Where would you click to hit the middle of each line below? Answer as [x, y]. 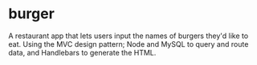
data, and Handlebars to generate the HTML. [82, 52]
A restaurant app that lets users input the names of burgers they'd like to [128, 36]
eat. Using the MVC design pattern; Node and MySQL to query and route [128, 44]
